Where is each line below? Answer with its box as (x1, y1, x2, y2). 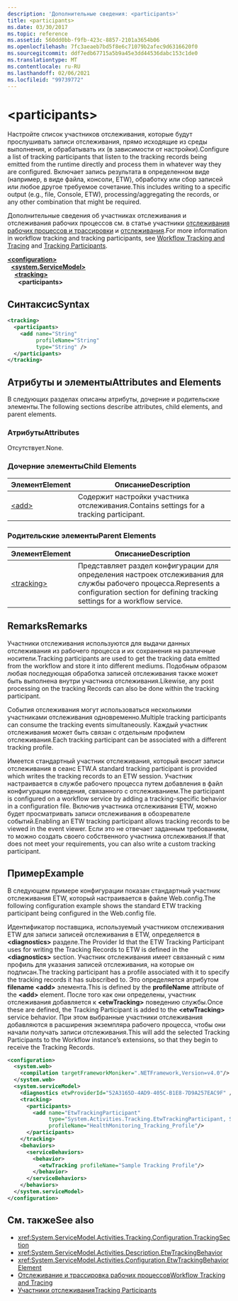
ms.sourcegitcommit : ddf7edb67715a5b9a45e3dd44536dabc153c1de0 (7, 50, 198, 57)
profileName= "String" (35, 337, 100, 344)
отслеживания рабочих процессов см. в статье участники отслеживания (7, 219, 230, 227)
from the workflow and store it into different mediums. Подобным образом (7, 661, 227, 670)
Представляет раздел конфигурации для (77, 561, 219, 571)
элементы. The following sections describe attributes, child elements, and (7, 403, 223, 411)
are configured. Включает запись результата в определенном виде (7, 168, 210, 176)
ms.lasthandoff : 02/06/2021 (7, 69, 91, 76)
